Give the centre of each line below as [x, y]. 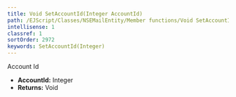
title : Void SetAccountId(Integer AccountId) [75, 14]
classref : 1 [25, 33]
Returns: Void [38, 88]
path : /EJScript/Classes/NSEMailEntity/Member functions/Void [100, 20]
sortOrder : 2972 [31, 40]
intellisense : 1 [31, 27]
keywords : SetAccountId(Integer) [56, 46]
